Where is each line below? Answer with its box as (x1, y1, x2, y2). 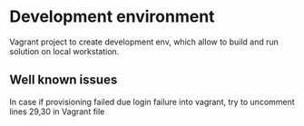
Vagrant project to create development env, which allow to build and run (9, 36, 279, 47)
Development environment (9, 6, 215, 27)
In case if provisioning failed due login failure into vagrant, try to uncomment (9, 96, 295, 107)
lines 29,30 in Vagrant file (9, 106, 105, 117)
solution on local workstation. (9, 45, 120, 56)
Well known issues (9, 73, 118, 88)
